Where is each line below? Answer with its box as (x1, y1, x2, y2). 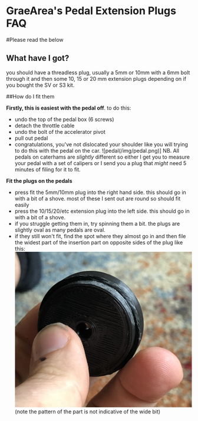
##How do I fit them (6, 93, 55, 100)
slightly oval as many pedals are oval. (14, 226, 106, 233)
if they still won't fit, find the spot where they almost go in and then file (14, 232, 186, 239)
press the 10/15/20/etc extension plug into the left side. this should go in (14, 208, 190, 215)
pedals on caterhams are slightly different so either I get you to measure (14, 153, 190, 160)
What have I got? (6, 53, 70, 63)
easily (14, 201, 29, 208)
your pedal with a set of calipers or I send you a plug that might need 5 (14, 159, 187, 166)
